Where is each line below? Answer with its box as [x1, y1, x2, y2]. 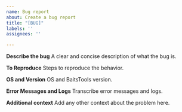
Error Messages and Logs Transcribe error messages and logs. [6, 87, 163, 95]
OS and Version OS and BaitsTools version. [6, 76, 113, 83]
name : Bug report [6, 8, 50, 15]
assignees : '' [6, 31, 42, 37]
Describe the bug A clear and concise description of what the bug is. [6, 53, 177, 60]
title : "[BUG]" [6, 20, 44, 26]
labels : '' [6, 25, 33, 32]
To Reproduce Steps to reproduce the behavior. [6, 64, 124, 72]
